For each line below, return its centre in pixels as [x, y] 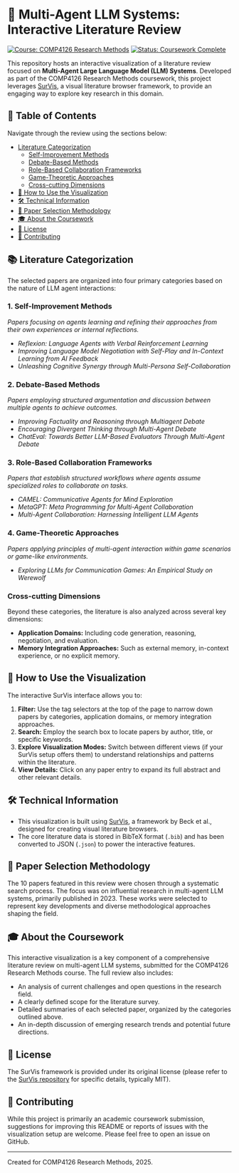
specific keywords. [45, 739]
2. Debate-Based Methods [54, 384]
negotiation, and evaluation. [58, 641]
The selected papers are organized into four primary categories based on [115, 280]
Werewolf [32, 577]
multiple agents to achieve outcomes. [63, 408]
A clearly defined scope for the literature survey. [89, 1002]
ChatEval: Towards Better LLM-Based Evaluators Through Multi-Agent [121, 437]
